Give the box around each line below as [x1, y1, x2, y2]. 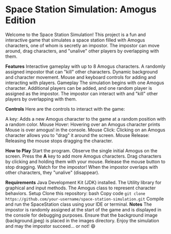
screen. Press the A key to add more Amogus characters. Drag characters [5, 153, 162, 159]
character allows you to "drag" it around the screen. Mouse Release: [5, 132, 149, 138]
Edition [5, 14, 36, 26]
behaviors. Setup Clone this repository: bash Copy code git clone [5, 190, 145, 196]
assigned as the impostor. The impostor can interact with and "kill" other [5, 90, 158, 96]
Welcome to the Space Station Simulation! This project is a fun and [5, 31, 146, 37]
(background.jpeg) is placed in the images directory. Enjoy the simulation [5, 217, 160, 224]
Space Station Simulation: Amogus [5, 4, 157, 15]
